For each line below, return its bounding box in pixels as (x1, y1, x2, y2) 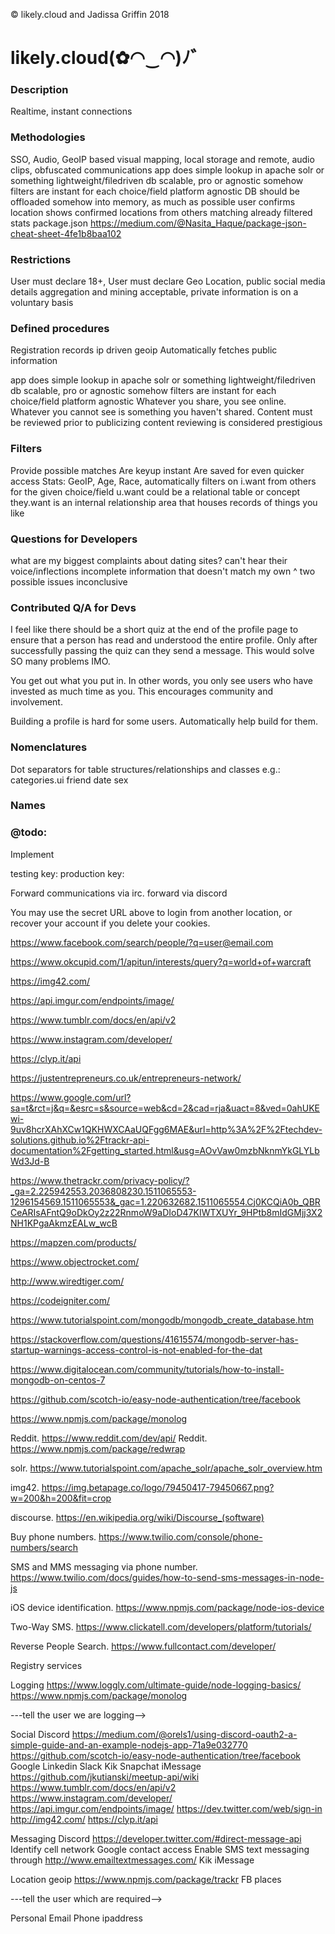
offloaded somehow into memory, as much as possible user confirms (10, 195, 296, 208)
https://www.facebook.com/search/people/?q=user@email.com (10, 936, 274, 948)
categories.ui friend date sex (10, 774, 129, 786)
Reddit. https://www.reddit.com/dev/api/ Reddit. (10, 1432, 208, 1444)
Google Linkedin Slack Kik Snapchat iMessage (10, 1760, 202, 1772)
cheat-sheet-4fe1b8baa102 (10, 227, 122, 239)
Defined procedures (10, 322, 110, 335)
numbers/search (10, 1541, 79, 1553)
